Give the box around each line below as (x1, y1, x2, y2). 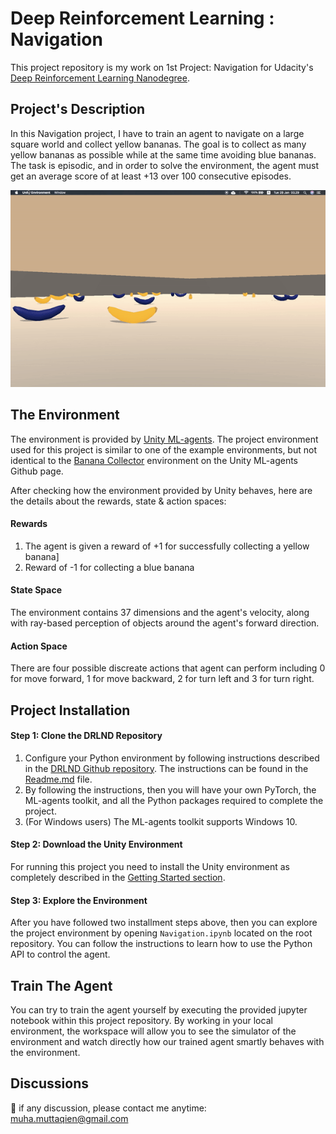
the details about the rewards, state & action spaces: (10, 495, 227, 507)
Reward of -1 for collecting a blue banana (24, 561, 195, 573)
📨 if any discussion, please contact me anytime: (10, 1102, 207, 1114)
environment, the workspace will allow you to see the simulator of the (10, 1025, 297, 1037)
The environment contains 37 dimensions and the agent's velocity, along (10, 606, 310, 618)
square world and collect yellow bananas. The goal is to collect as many (10, 138, 307, 150)
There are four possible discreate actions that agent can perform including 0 (10, 662, 326, 674)
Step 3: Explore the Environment (10, 894, 148, 906)
